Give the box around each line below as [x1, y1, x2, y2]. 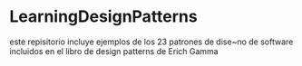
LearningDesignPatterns [9, 6, 198, 27]
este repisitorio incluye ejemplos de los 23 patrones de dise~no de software [9, 36, 294, 47]
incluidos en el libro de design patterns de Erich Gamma [9, 45, 219, 56]
